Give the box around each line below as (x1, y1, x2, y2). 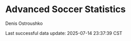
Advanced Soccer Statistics (5, 4, 126, 15)
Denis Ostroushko (5, 20, 43, 26)
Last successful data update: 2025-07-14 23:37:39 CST (5, 30, 122, 36)
